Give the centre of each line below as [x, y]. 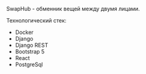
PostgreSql [29, 64]
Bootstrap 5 [30, 52]
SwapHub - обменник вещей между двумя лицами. [73, 9]
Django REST [32, 45]
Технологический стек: [36, 20]
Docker [24, 32]
